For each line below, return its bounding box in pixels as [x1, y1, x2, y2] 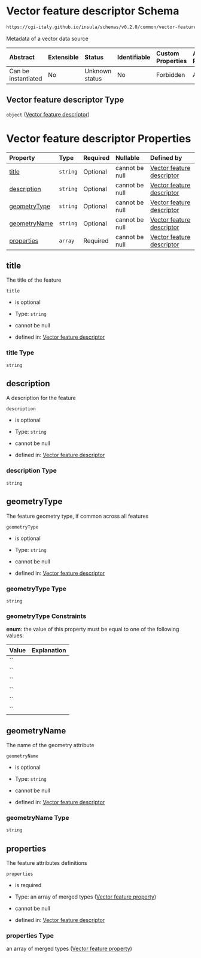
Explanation [32, 646, 67, 655]
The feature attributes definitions [6, 859, 87, 867]
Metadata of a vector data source [6, 35, 89, 42]
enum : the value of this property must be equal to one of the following [6, 626, 179, 633]
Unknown [84, 67, 112, 75]
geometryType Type [6, 584, 67, 593]
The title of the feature [6, 276, 62, 283]
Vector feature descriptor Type [6, 95, 124, 105]
